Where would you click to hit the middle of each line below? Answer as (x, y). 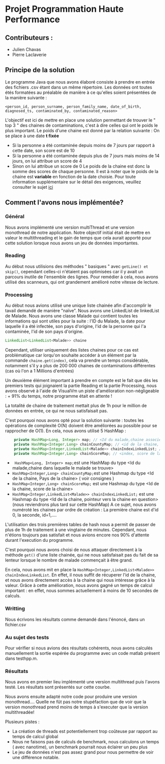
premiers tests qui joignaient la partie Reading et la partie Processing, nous (81, 385)
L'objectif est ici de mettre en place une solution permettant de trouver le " (80, 120)
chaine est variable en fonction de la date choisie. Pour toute (74, 176)
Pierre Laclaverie (29, 55)
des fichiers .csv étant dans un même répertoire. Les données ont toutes (79, 87)
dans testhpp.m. (22, 659)
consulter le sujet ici (32, 187)
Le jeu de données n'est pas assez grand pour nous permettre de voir (83, 752)
